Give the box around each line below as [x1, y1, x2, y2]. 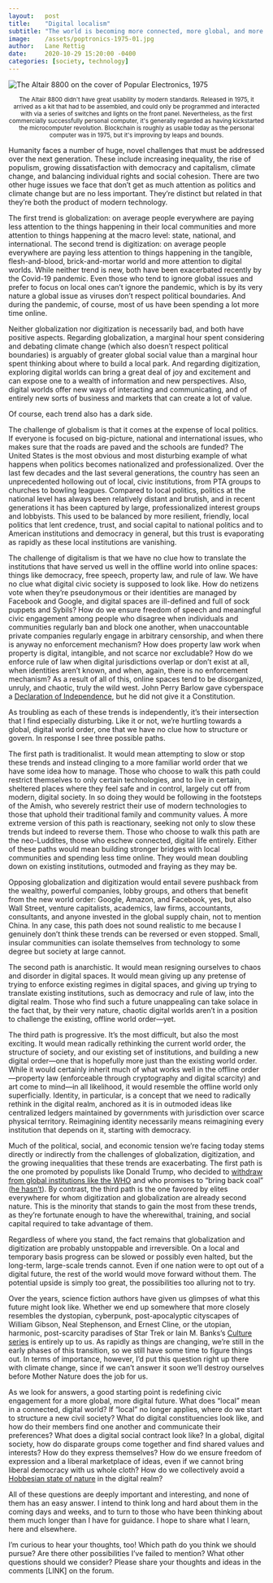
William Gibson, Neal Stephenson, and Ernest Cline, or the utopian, [8, 1319, 232, 1329]
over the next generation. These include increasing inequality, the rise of [8, 154, 252, 164]
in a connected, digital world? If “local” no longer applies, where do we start [8, 1404, 262, 1414]
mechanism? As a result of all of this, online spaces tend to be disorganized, [8, 673, 264, 684]
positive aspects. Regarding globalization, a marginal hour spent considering [8, 332, 265, 342]
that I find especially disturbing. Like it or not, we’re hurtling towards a [8, 716, 242, 726]
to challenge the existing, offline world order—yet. [8, 1014, 176, 1024]
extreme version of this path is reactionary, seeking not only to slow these [8, 818, 256, 827]
